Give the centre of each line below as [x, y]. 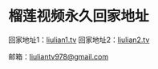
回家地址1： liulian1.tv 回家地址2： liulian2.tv [79, 40]
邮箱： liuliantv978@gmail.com [59, 56]
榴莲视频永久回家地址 [79, 16]
